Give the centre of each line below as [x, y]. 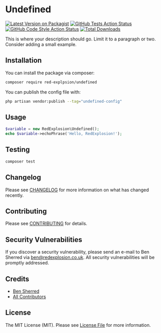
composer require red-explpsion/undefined [51, 82]
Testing [18, 150]
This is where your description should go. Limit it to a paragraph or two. [80, 39]
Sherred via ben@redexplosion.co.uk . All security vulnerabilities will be [80, 257]
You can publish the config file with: [43, 92]
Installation [24, 61]
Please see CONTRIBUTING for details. [47, 224]
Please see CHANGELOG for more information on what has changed [77, 190]
